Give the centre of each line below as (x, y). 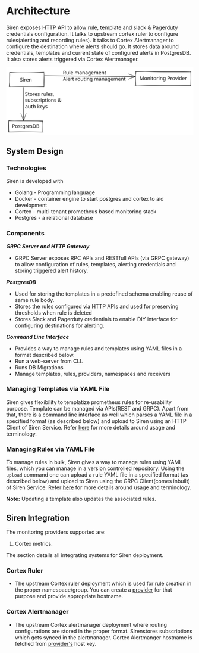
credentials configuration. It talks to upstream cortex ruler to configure (92, 33)
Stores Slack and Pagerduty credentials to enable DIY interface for (96, 319)
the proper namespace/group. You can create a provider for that (93, 590)
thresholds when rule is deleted (53, 312)
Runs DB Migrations (39, 367)
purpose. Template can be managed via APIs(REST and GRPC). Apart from (97, 408)
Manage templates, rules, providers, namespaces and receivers (93, 374)
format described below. (45, 355)
